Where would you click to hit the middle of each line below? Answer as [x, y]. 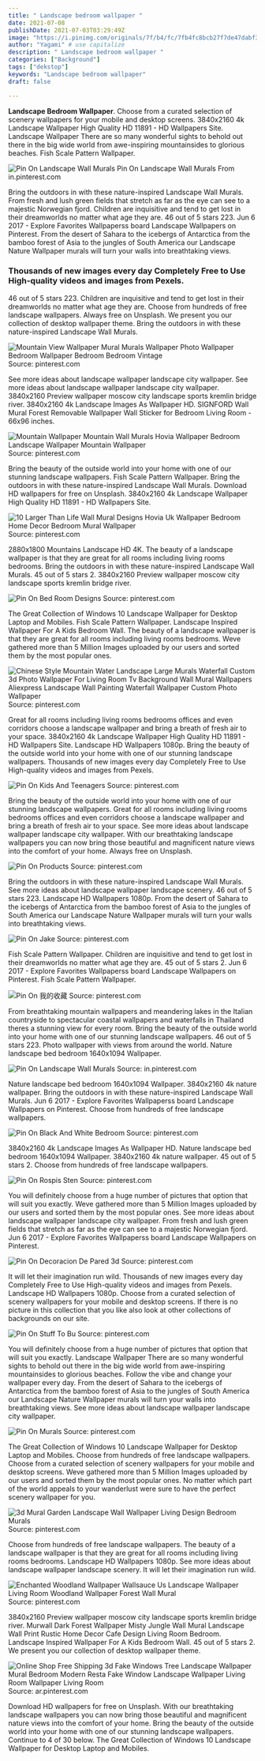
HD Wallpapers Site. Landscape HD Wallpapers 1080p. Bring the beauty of [129, 745]
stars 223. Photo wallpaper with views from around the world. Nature [120, 1045]
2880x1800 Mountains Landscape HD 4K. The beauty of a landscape [121, 549]
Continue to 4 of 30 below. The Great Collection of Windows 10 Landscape [130, 1740]
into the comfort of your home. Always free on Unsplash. [101, 850]
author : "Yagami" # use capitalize [67, 45]
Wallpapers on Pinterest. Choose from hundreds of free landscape [116, 1109]
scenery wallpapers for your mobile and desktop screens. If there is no [123, 1301]
